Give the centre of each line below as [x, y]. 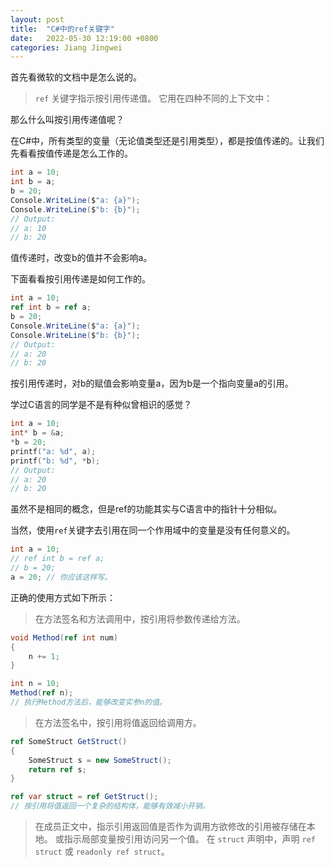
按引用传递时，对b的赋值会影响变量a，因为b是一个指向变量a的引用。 [152, 383]
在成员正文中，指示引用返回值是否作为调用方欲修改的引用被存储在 [170, 826]
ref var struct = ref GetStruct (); [84, 797]
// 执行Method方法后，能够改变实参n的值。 [88, 702]
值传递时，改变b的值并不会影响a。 [81, 258]
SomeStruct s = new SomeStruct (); [100, 760]
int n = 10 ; [35, 684]
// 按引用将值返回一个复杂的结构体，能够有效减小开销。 [110, 806]
